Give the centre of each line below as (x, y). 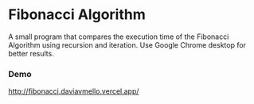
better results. (31, 53)
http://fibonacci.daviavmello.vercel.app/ (74, 91)
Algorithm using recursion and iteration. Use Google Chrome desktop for (127, 44)
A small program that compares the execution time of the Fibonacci (119, 37)
